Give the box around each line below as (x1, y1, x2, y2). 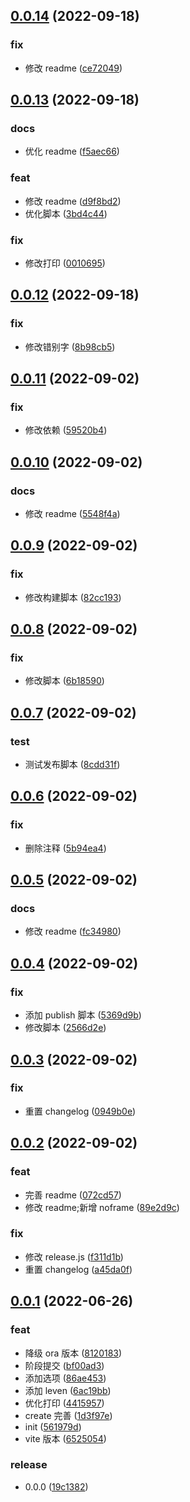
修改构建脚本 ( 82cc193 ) (24, 591, 122, 603)
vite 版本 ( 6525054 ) (24, 1432, 107, 1444)
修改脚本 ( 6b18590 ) (24, 675, 105, 687)
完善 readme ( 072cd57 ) (24, 1189, 122, 1201)
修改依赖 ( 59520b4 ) (24, 424, 108, 436)
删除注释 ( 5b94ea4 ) (24, 842, 107, 854)
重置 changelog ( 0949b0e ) (24, 1105, 137, 1117)
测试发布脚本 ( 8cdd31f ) (24, 759, 121, 771)
